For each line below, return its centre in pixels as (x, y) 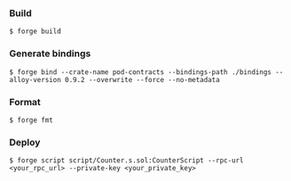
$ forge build (35, 32)
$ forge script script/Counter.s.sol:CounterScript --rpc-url (126, 161)
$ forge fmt (31, 120)
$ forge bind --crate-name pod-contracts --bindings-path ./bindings (141, 72)
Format (25, 102)
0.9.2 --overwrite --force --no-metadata (142, 79)
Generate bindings (50, 54)
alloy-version (35, 79)
